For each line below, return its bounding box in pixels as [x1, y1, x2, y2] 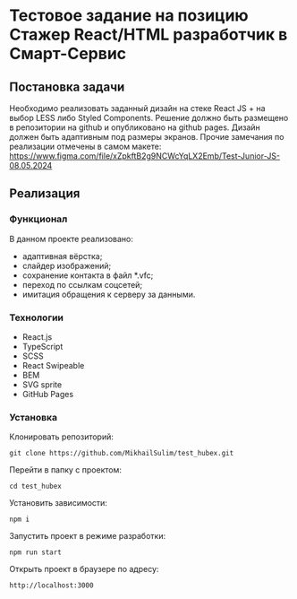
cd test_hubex [9, 482, 63, 491]
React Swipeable [21, 360, 85, 370]
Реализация [9, 186, 81, 202]
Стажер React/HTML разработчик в [9, 24, 288, 45]
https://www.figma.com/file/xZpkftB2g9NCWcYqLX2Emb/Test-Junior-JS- [9, 151, 280, 161]
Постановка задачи [9, 79, 125, 94]
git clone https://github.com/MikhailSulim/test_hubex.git [9, 449, 234, 458]
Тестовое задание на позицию [9, 5, 249, 26]
